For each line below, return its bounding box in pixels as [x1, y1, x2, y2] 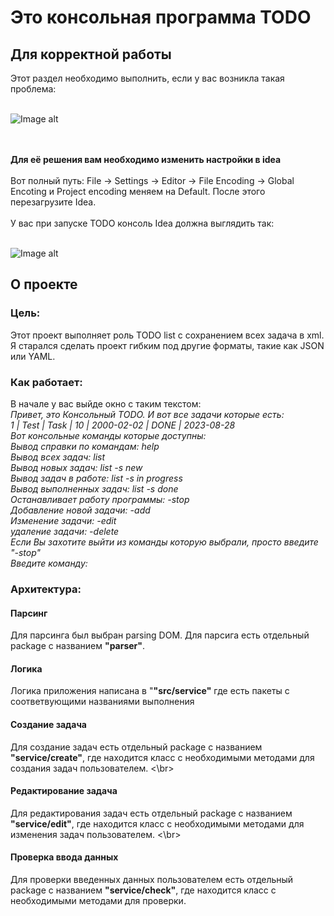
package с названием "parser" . [10, 640, 146, 652]
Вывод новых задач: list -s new [10, 461, 143, 473]
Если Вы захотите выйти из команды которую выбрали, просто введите [10, 536, 319, 548]
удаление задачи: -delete [10, 525, 120, 537]
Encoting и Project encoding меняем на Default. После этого [10, 186, 266, 197]
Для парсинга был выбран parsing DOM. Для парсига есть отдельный [10, 629, 310, 641]
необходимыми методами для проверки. [10, 894, 187, 906]
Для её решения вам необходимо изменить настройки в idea [10, 154, 282, 165]
